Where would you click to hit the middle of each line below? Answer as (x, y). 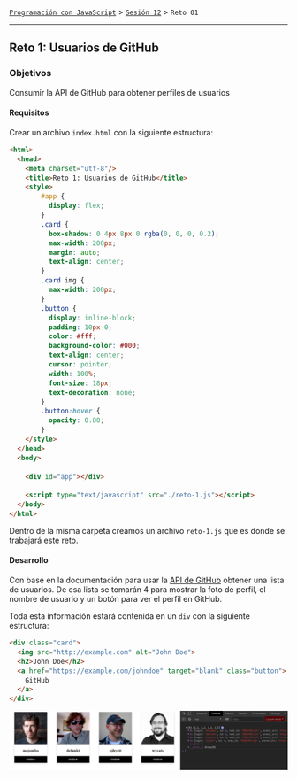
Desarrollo (29, 560)
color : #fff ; (72, 336)
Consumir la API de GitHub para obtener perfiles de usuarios (119, 92)
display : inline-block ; (92, 318)
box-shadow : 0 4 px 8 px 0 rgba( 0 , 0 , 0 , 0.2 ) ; (133, 234)
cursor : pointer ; (80, 365)
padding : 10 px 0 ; (80, 327)
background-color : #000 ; (94, 346)
